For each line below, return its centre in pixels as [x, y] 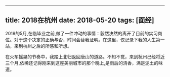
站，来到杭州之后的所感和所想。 [38, 46]
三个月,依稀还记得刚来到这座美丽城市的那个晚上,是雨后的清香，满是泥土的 [82, 63]
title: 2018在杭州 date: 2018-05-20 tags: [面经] [80, 20]
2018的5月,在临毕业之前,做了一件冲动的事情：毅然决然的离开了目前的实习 [82, 33]
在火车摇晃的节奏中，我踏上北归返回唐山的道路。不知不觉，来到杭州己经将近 [85, 56]
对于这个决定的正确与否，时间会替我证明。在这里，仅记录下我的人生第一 [89, 40]
